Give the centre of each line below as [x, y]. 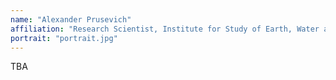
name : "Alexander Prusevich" [71, 19]
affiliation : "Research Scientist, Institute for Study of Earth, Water [165, 29]
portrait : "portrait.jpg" [64, 38]
